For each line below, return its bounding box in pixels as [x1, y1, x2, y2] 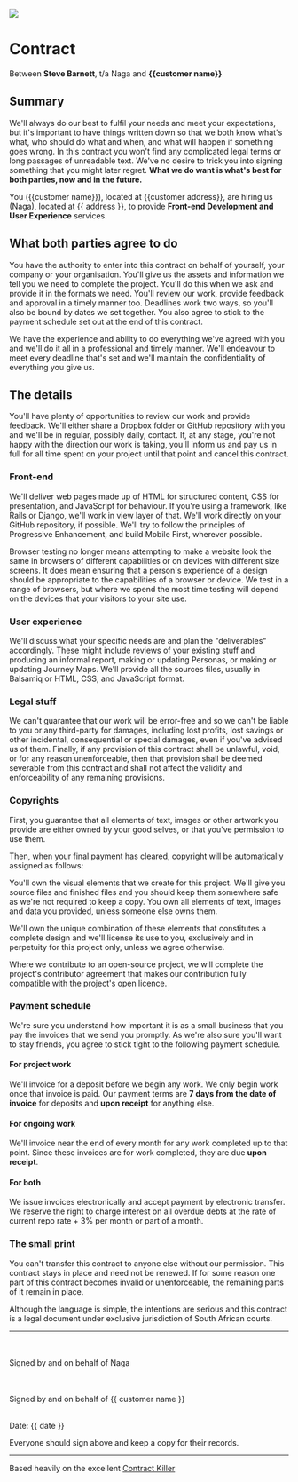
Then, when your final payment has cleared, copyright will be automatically [9, 851, 284, 861]
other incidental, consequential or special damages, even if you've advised [9, 734, 283, 745]
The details [9, 387, 73, 402]
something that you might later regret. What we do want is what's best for [9, 164, 282, 175]
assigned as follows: [9, 860, 84, 870]
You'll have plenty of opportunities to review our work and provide [9, 411, 251, 422]
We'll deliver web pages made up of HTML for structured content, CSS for [9, 491, 280, 502]
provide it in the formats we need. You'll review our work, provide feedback [9, 288, 284, 298]
